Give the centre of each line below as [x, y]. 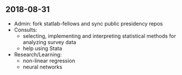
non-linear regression [49, 60]
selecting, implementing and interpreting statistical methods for [100, 36]
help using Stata [42, 48]
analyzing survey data [50, 42]
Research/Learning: [38, 54]
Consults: [26, 30]
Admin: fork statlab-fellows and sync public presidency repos [88, 23]
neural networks [43, 67]
